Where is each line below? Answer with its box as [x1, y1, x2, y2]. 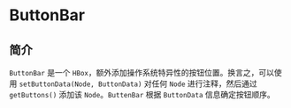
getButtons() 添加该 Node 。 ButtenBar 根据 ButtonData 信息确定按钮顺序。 [9, 90, 276, 99]
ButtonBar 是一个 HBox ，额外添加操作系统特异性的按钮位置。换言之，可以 [9, 68, 274, 77]
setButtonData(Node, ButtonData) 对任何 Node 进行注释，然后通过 [19, 78, 258, 89]
